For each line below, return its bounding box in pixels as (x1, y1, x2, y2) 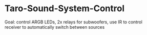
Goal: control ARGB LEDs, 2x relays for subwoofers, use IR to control (4, 19, 143, 25)
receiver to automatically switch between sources (4, 24, 105, 30)
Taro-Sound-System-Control (4, 3, 125, 14)
